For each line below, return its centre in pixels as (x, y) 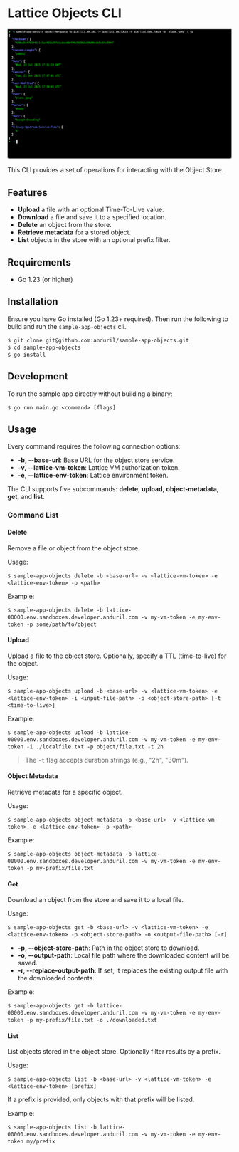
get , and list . (26, 497)
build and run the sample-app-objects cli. (67, 326)
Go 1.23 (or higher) (45, 279)
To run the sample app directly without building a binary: (90, 394)
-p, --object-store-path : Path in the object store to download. (108, 948)
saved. (27, 963)
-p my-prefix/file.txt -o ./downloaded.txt (92, 1020)
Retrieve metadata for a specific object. (65, 792)
